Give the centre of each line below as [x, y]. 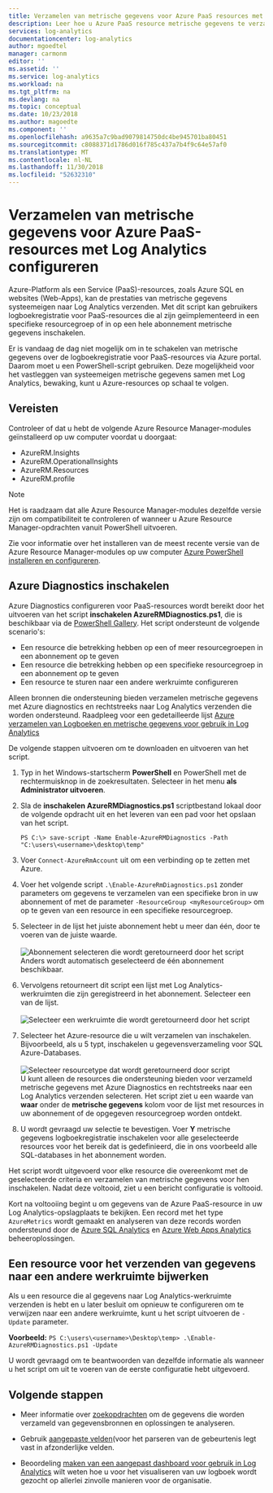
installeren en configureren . [55, 560]
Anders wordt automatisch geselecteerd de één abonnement [122, 960]
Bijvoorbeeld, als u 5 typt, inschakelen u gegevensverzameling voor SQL [141, 1044]
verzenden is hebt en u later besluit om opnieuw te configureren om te [126, 1305]
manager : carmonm [38, 54]
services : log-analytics [50, 31]
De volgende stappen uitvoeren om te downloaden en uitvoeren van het [129, 748]
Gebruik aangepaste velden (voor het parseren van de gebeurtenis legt [138, 1439]
